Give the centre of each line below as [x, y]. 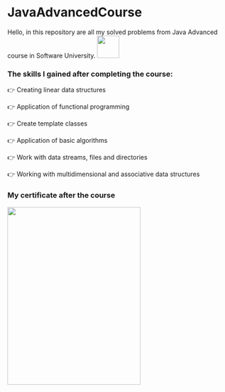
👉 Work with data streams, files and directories [77, 158]
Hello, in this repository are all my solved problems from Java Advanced [112, 32]
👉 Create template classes [47, 124]
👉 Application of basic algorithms [57, 141]
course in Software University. [51, 55]
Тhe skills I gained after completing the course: [90, 74]
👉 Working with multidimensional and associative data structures [104, 174]
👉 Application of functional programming [68, 107]
